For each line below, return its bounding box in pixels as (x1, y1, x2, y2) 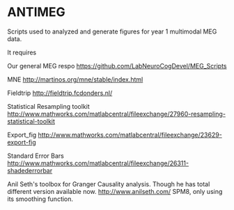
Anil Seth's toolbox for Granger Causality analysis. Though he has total (7, 179, 210, 188)
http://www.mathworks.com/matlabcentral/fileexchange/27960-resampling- (7, 110, 226, 118)
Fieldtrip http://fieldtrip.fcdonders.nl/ (7, 89, 113, 97)
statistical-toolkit (7, 117, 56, 126)
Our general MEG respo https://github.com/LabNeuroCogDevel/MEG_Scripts (7, 61, 227, 70)
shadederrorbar (7, 166, 53, 174)
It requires (7, 48, 37, 57)
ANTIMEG (7, 4, 65, 20)
